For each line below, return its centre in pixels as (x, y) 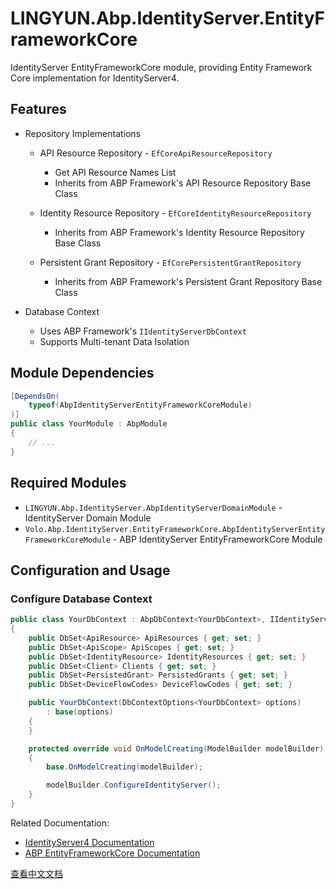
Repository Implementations (83, 133)
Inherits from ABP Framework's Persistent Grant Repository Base (188, 281)
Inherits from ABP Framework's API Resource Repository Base (183, 183)
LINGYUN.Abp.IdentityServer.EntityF (167, 18)
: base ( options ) (80, 712)
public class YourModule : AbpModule (89, 424)
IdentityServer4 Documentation (89, 842)
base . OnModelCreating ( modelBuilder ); (124, 767)
